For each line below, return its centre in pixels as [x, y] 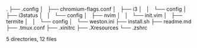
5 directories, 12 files [32, 39]
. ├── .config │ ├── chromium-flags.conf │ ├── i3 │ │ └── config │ [96, 9]
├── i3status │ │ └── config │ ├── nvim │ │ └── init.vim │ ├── [94, 15]
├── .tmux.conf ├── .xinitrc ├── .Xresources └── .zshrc [77, 28]
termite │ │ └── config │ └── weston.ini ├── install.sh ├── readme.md [99, 21]
